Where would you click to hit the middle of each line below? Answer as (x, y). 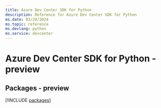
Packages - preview (37, 88)
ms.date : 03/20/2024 (27, 19)
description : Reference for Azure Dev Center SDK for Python (71, 15)
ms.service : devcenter (29, 33)
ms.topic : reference (27, 24)
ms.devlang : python (26, 29)
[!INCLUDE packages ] (28, 100)
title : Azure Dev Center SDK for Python (49, 10)
